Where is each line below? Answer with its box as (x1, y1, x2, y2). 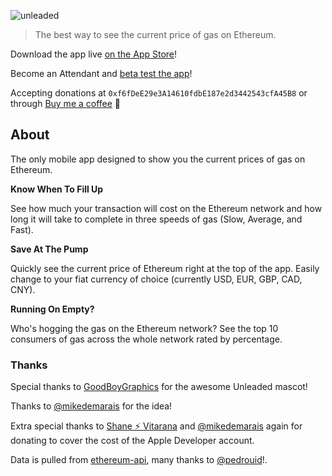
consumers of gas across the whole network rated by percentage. (10, 333, 283, 345)
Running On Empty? (10, 303, 95, 315)
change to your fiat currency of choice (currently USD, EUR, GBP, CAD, (10, 273, 303, 285)
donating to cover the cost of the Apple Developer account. (10, 435, 255, 447)
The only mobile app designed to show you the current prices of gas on (10, 153, 306, 165)
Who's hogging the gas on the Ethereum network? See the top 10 (10, 322, 279, 334)
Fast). (10, 223, 34, 235)
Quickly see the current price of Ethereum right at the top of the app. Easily (10, 262, 320, 274)
